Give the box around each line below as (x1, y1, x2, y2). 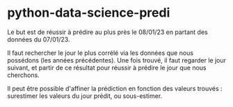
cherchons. (7, 71, 40, 79)
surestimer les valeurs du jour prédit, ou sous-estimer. (7, 92, 163, 100)
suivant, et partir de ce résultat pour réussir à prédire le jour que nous (7, 63, 207, 72)
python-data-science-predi (7, 5, 170, 21)
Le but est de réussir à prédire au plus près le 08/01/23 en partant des (7, 28, 208, 36)
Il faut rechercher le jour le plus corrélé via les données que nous (7, 49, 193, 57)
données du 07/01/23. (7, 35, 70, 43)
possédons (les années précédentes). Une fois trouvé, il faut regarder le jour (7, 56, 227, 64)
